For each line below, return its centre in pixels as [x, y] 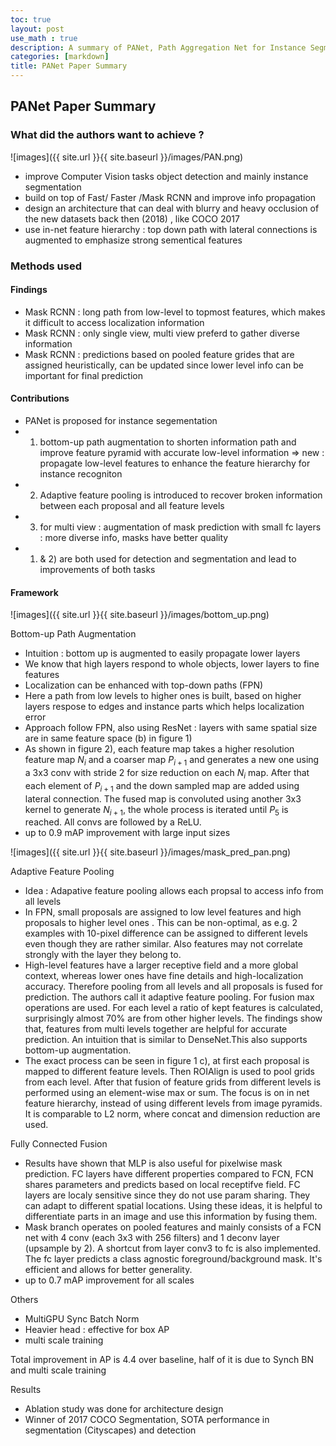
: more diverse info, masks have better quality [134, 538]
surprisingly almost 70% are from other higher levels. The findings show [173, 1018]
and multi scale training [58, 1370]
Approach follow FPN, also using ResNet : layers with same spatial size [171, 728]
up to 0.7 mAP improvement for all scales [109, 1280]
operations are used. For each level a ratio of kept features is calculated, [173, 1008]
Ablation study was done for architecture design [124, 1409]
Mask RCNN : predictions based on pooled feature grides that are [159, 354]
